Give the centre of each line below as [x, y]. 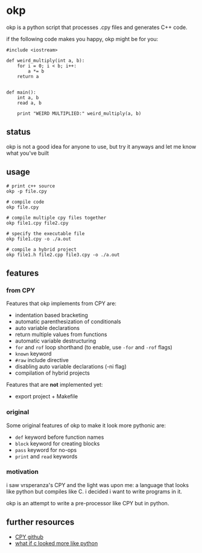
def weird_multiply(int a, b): [46, 60]
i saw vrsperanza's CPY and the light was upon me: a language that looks [97, 485]
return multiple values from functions [61, 335]
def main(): [21, 92]
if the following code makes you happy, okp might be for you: [82, 39]
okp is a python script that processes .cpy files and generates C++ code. [97, 27]
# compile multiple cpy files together [56, 218]
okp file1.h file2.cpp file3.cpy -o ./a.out [63, 254]
